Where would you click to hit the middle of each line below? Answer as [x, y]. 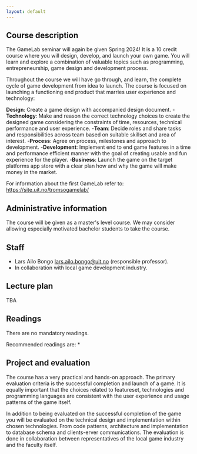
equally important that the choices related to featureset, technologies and [95, 389]
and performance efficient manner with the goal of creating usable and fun [97, 153]
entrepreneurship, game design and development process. [77, 68]
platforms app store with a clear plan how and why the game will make [91, 166]
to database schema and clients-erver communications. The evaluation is [95, 432]
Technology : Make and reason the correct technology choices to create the [98, 116]
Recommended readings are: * [43, 344]
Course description [42, 36]
